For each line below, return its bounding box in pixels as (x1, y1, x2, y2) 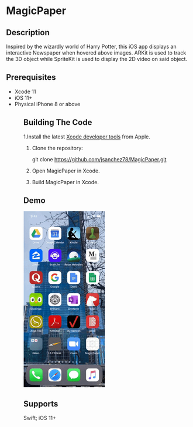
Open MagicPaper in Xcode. (32, 167, 101, 174)
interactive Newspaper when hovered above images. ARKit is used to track (6, 49, 187, 56)
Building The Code (23, 117, 92, 127)
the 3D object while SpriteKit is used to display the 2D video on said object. (6, 56, 188, 62)
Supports (23, 399, 58, 409)
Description (6, 28, 50, 38)
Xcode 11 (14, 88, 36, 95)
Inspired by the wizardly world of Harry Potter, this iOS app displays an (6, 43, 177, 50)
